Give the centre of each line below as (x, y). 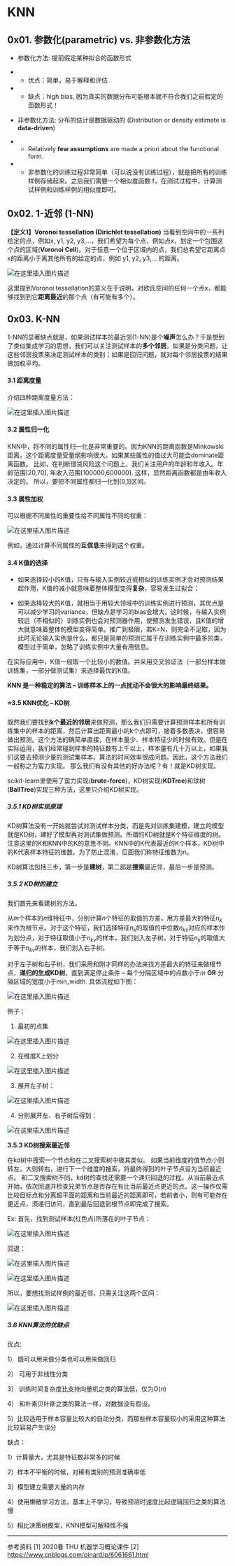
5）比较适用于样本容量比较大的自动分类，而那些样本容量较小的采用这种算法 (116, 1418)
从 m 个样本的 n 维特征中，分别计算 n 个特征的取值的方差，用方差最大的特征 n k (115, 919)
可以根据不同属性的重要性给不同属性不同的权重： (78, 516)
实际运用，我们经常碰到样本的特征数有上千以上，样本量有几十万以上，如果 (114, 748)
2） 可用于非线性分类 (38, 1373)
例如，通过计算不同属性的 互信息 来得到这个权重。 (78, 545)
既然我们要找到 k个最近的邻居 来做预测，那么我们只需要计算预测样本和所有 (113, 722)
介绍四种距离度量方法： (41, 397)
